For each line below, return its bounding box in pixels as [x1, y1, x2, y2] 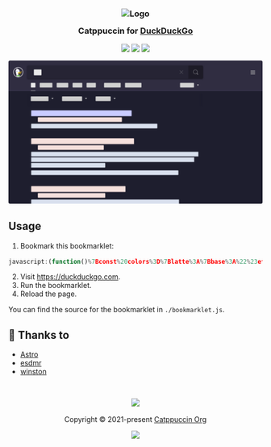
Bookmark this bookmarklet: [19, 240, 115, 250]
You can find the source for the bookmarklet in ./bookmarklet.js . [8, 305, 225, 315]
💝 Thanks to [8, 328, 70, 342]
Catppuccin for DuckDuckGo [77, 25, 194, 36]
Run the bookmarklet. [19, 281, 92, 290]
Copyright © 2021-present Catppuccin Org [64, 415, 207, 424]
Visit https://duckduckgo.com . [19, 272, 121, 282]
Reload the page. [19, 289, 77, 299]
